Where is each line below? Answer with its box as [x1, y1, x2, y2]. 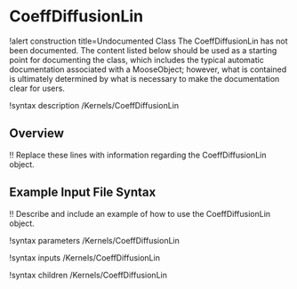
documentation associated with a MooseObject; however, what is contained [9, 64, 287, 75]
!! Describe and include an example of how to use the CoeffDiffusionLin [9, 208, 271, 219]
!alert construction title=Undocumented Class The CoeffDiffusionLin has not [9, 36, 288, 46]
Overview [9, 126, 65, 141]
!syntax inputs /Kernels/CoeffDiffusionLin [9, 252, 160, 263]
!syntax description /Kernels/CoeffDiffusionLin [9, 100, 180, 110]
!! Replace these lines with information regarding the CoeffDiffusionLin [9, 149, 267, 160]
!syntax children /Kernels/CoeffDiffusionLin [9, 269, 167, 280]
